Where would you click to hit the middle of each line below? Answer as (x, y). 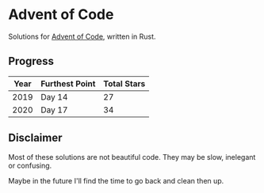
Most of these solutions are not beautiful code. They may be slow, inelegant (132, 157)
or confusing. (30, 165)
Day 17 (54, 110)
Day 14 (54, 96)
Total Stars (124, 83)
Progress (31, 61)
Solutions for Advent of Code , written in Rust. (82, 36)
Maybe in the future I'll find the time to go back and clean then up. (116, 180)
